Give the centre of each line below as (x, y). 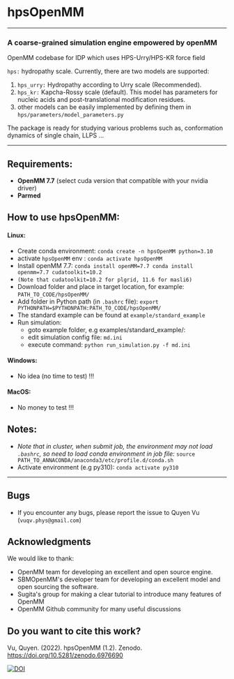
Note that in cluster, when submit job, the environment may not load (115, 446)
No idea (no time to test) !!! (56, 376)
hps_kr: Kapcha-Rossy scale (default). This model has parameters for (117, 92)
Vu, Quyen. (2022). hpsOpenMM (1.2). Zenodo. (75, 648)
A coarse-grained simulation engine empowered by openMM (112, 43)
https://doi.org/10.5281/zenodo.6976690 (65, 655)
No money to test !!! (46, 408)
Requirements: (40, 164)
